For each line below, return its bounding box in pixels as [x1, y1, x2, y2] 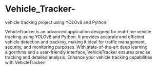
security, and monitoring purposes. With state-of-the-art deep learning [5, 44, 148, 50]
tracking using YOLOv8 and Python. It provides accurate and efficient [5, 34, 145, 40]
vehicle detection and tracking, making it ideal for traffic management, [5, 39, 146, 44]
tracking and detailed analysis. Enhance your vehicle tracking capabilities [5, 54, 153, 60]
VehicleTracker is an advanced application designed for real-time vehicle [5, 28, 152, 34]
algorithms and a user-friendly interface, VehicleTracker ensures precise [5, 49, 151, 55]
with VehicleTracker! [5, 59, 46, 65]
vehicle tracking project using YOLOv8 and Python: [5, 19, 108, 25]
